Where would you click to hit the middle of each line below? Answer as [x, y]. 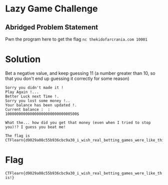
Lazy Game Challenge [51, 9]
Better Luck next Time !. [32, 96]
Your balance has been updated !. [41, 105]
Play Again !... [22, 92]
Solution [23, 59]
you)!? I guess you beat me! [35, 127]
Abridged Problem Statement [52, 27]
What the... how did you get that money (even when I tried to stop [78, 122]
